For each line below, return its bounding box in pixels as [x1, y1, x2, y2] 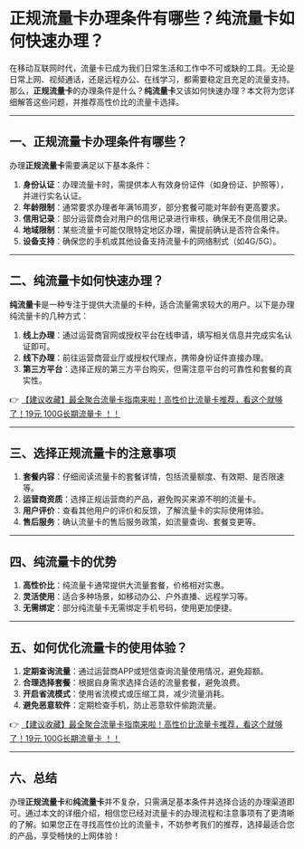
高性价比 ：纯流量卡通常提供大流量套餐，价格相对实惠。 [22, 580, 229, 591]
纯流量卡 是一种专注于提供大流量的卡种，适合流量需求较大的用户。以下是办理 [9, 299, 295, 310]
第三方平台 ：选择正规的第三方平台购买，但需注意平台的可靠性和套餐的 [22, 363, 285, 374]
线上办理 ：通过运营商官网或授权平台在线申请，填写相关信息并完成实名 [22, 329, 285, 340]
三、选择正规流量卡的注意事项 [9, 445, 176, 461]
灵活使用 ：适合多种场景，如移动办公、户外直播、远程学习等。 [22, 591, 253, 602]
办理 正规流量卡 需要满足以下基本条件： [9, 159, 152, 170]
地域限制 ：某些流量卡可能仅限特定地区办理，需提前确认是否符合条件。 [22, 224, 285, 235]
